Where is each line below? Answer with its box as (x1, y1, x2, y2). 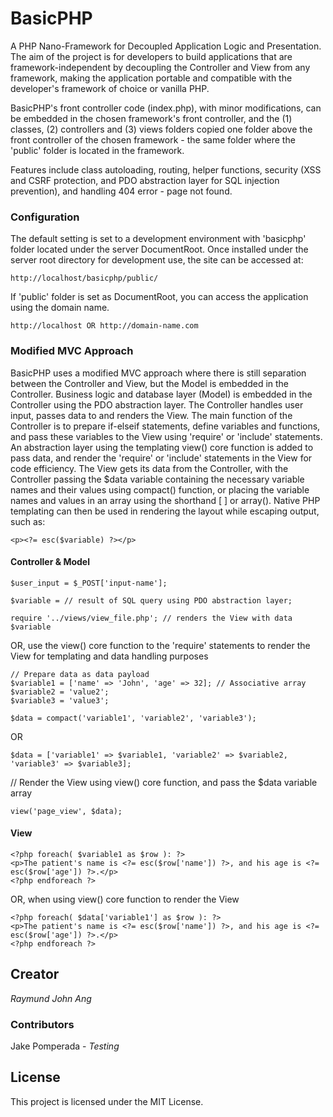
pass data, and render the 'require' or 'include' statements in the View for (10, 452, 313, 464)
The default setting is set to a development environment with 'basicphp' (10, 233, 307, 245)
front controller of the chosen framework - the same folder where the (10, 133, 296, 146)
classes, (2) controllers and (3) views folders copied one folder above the (10, 123, 313, 135)
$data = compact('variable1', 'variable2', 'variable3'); (10, 713, 257, 723)
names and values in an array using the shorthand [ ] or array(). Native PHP (10, 494, 321, 506)
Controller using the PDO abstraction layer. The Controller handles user (10, 398, 304, 411)
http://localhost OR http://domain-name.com (10, 321, 199, 331)
